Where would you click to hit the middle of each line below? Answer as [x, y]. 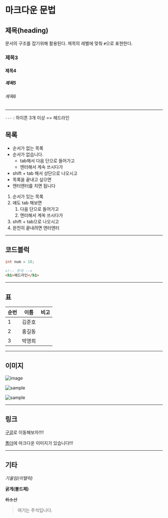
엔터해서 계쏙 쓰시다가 [41, 215]
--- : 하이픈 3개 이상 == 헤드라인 [37, 118]
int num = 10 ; [20, 262]
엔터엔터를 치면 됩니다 [34, 186]
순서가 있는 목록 [28, 196]
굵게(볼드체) [17, 489]
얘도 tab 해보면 [27, 203]
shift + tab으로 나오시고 [35, 221]
